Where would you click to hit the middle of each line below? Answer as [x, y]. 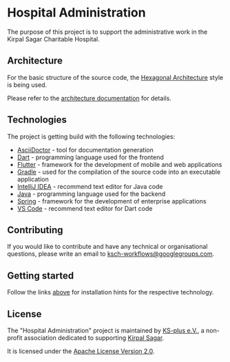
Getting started [41, 275]
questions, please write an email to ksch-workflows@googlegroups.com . [111, 254]
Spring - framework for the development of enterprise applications [112, 201]
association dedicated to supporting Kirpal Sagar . [94, 338]
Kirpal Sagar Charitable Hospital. [53, 39]
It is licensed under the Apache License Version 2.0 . [81, 351]
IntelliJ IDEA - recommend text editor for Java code [90, 186]
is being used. [27, 85]
